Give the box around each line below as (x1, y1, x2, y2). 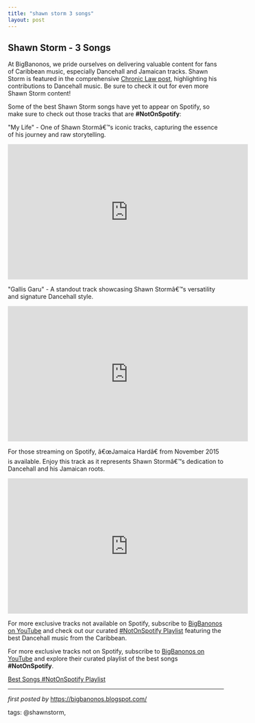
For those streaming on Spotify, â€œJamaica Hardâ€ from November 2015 (8, 447, 219, 456)
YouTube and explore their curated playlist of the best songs (8, 654, 178, 663)
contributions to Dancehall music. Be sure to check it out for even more (8, 82, 209, 90)
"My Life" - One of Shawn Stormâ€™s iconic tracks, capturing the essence (8, 123, 218, 131)
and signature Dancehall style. (8, 293, 94, 301)
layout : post (8, 16, 45, 23)
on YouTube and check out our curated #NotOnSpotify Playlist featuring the (8, 627, 221, 635)
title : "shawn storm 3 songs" (8, 10, 95, 17)
